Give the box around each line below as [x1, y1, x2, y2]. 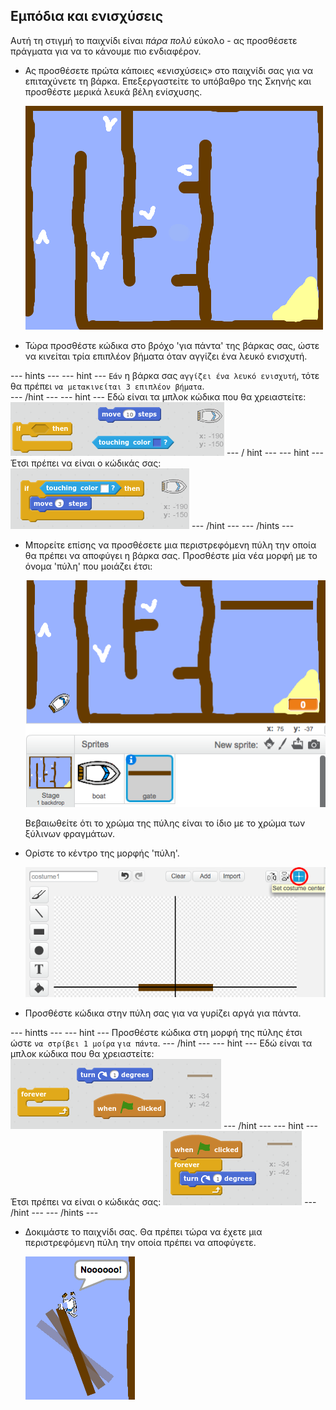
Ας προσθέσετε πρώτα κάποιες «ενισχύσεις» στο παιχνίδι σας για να [24, 64, 314, 76]
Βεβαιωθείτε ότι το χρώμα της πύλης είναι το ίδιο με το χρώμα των [24, 817, 306, 829]
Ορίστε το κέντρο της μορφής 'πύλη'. [24, 847, 180, 859]
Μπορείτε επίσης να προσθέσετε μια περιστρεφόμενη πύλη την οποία [24, 539, 317, 551]
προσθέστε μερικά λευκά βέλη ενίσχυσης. [24, 85, 203, 98]
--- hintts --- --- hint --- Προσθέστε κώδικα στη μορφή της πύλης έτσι [10, 1027, 303, 1039]
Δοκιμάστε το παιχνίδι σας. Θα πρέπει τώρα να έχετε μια [24, 1226, 263, 1238]
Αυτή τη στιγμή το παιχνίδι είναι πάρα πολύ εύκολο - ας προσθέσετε [10, 34, 298, 46]
